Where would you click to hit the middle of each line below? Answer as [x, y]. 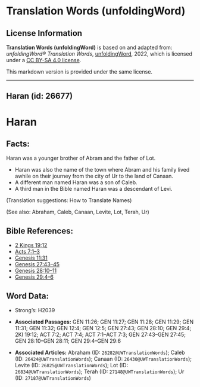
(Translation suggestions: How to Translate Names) [69, 200]
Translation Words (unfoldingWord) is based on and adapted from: [89, 47]
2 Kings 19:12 [31, 245]
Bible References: [40, 231]
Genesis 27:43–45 [37, 264]
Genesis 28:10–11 [36, 271]
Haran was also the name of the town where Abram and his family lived [102, 170]
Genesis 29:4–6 [34, 277]
